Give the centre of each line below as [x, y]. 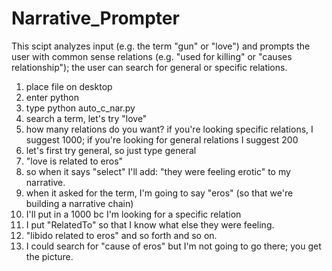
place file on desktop [69, 86]
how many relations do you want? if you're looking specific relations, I [169, 129]
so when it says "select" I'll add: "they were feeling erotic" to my [158, 171]
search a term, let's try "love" [86, 118]
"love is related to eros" [74, 161]
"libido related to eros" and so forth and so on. [121, 235]
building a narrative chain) [79, 203]
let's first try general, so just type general [111, 150]
